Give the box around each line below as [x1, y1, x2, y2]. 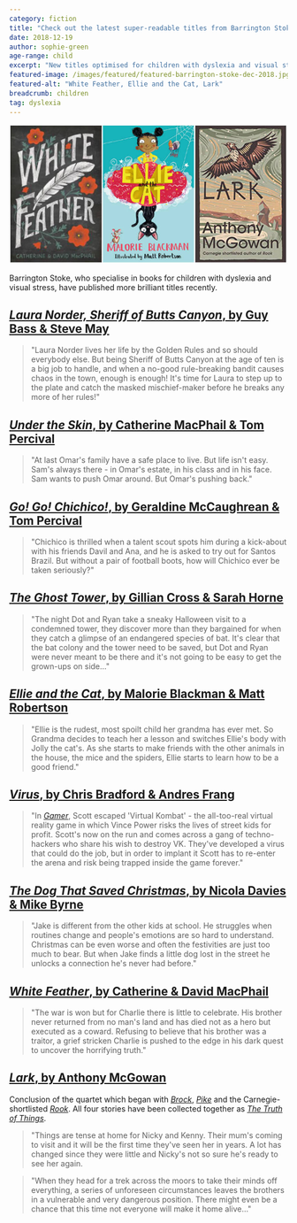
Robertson [9, 700, 69, 716]
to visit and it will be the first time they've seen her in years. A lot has [30, 1139, 282, 1150]
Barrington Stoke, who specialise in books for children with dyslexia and [9, 273, 271, 283]
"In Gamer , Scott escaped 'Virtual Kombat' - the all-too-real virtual [30, 811, 274, 821]
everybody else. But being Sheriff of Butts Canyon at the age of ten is [30, 354, 285, 365]
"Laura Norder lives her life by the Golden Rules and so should [30, 345, 258, 356]
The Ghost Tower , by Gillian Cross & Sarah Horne [9, 590, 285, 605]
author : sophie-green [9, 42, 89, 51]
